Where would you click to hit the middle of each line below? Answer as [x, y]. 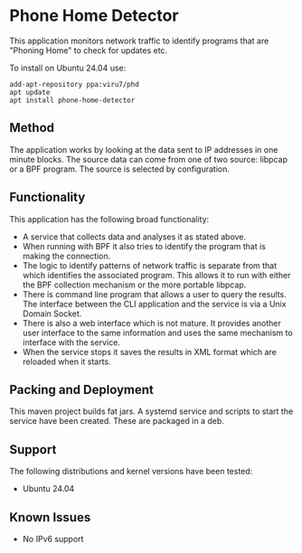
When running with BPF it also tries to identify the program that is [144, 246]
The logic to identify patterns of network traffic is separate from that [150, 265]
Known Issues [50, 517]
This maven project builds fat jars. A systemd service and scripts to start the [151, 411]
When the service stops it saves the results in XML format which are [150, 351]
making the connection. [66, 256]
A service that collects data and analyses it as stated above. [134, 237]
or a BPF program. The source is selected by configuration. [120, 169]
